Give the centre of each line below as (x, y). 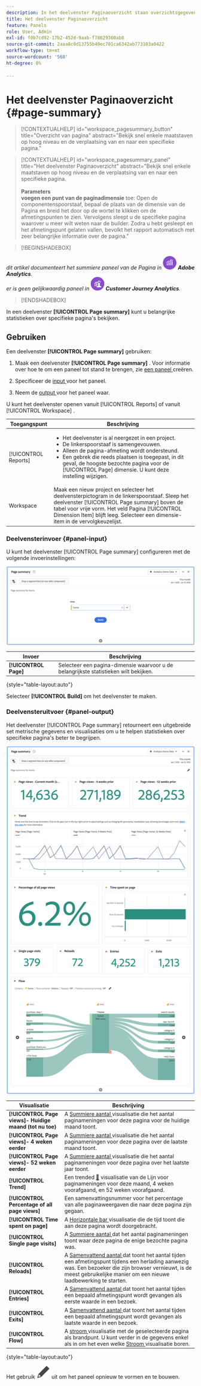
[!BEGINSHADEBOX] (46, 248)
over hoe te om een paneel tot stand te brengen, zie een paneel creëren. (104, 370)
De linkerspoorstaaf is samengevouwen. (112, 444)
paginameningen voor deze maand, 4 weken (119, 1184)
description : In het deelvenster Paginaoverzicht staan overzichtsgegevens (103, 13)
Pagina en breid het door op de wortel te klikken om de (89, 211)
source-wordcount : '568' (37, 57)
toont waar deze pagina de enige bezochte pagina (126, 1240)
